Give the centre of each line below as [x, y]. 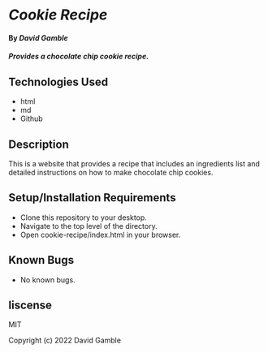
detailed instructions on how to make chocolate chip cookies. [111, 172]
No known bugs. [48, 280]
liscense [30, 306]
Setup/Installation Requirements [92, 198]
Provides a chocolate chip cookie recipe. [79, 56]
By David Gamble [39, 37]
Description [39, 144]
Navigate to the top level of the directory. [89, 226]
